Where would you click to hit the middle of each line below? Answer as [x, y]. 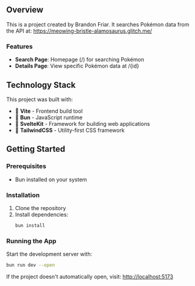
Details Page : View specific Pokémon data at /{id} [77, 66]
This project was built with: [40, 99]
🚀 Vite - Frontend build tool [49, 111]
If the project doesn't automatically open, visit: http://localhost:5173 [90, 276]
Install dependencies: [42, 214]
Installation [23, 195]
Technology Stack [41, 85]
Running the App [31, 241]
